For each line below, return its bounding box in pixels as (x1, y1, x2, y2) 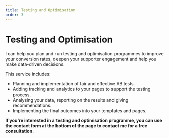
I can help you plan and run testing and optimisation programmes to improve (5, 51, 164, 57)
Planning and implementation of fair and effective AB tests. (12, 81, 135, 87)
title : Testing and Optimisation (5, 7, 76, 13)
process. (12, 91, 31, 98)
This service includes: (5, 71, 51, 77)
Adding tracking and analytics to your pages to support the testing (12, 86, 151, 93)
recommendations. (12, 102, 52, 109)
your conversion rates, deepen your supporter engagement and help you (5, 56, 157, 62)
